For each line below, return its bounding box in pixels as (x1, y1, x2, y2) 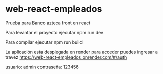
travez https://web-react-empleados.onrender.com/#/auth (5, 54, 127, 60)
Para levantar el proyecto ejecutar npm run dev (5, 29, 104, 35)
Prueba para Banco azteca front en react (5, 20, 91, 26)
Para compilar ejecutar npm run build (5, 39, 83, 45)
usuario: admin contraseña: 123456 (5, 64, 79, 70)
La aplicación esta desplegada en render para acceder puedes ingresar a (5, 49, 158, 55)
